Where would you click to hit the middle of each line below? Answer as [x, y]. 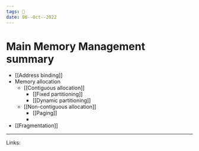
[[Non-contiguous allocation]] [60, 107]
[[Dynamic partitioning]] [62, 101]
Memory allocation [38, 82]
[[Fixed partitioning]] [57, 94]
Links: [13, 143]
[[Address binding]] [38, 75]
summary [30, 59]
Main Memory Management [76, 46]
